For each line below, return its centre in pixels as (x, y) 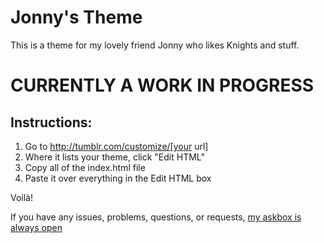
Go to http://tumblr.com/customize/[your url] (116, 146)
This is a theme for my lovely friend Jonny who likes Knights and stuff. (155, 45)
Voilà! (22, 197)
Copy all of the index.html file (85, 167)
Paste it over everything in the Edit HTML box (118, 178)
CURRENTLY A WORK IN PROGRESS (162, 85)
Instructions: (51, 122)
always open (36, 227)
